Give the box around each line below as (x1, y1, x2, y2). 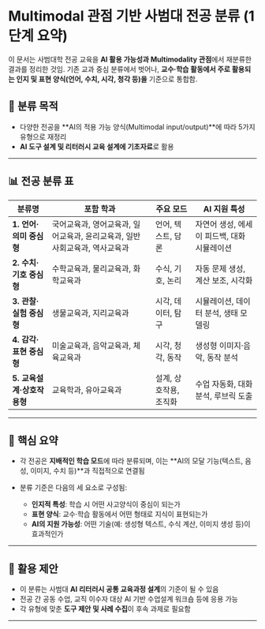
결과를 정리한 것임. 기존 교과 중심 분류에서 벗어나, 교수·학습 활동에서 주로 (8, 64, 231, 73)
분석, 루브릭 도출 (195, 390, 253, 401)
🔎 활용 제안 (8, 562, 59, 575)
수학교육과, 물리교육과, (51, 263, 132, 274)
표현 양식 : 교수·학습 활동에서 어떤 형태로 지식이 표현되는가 (31, 510, 208, 519)
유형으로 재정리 (19, 132, 67, 141)
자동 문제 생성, (195, 263, 246, 274)
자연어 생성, (195, 219, 237, 230)
